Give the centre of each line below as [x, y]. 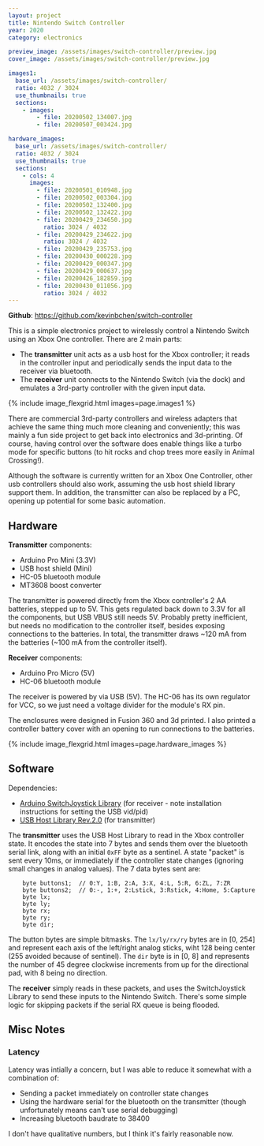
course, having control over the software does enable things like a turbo [125, 444]
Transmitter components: [50, 545]
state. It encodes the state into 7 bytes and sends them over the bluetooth [128, 843]
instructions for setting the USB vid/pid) [84, 811]
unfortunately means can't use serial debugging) [99, 1110]
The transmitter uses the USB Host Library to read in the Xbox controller [126, 835]
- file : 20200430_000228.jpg [84, 257]
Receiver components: [45, 658]
